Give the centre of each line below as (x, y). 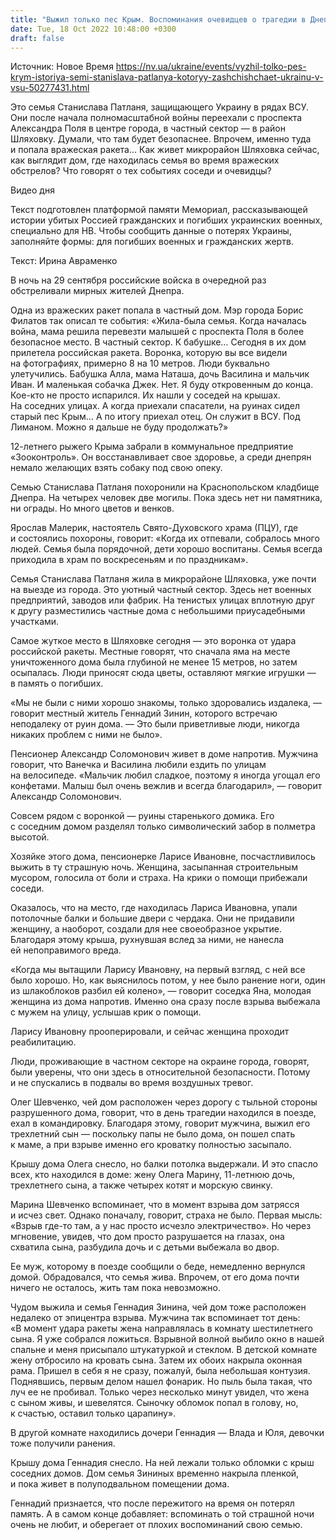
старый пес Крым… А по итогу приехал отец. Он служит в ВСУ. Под (155, 417)
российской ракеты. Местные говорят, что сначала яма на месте (150, 652)
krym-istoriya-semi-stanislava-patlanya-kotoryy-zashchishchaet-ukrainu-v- (167, 77)
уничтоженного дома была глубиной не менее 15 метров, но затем (154, 662)
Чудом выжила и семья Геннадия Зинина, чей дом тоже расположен (158, 1307)
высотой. (30, 837)
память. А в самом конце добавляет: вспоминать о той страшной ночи (162, 1514)
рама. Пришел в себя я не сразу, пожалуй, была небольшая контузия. (160, 1371)
